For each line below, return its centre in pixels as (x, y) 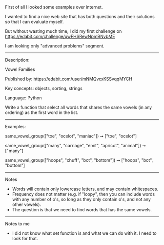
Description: (17, 60)
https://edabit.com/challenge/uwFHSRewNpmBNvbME (60, 36)
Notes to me (18, 224)
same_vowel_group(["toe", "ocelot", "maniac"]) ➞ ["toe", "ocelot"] (71, 136)
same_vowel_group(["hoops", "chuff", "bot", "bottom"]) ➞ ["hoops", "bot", (79, 160)
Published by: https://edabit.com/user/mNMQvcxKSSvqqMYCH (69, 79)
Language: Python (24, 98)
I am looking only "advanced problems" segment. (55, 46)
